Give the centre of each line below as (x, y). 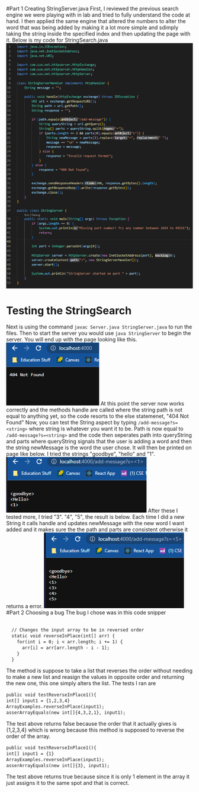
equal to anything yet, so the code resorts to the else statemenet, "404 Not (98, 416)
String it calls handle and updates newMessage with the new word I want (95, 523)
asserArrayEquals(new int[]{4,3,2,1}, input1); (66, 713)
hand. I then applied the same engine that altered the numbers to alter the (96, 21)
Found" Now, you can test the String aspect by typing (71, 423)
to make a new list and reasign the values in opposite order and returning (95, 677)
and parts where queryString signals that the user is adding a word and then (99, 442)
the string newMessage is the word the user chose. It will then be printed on (99, 448)
